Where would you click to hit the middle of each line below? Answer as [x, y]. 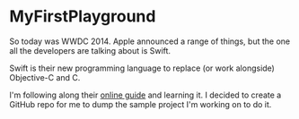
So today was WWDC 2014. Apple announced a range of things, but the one [149, 41]
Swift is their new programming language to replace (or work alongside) [142, 68]
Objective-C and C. [45, 77]
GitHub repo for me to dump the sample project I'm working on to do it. [141, 104]
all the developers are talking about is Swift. [90, 50]
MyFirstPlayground [83, 17]
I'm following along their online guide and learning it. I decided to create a [145, 95]
